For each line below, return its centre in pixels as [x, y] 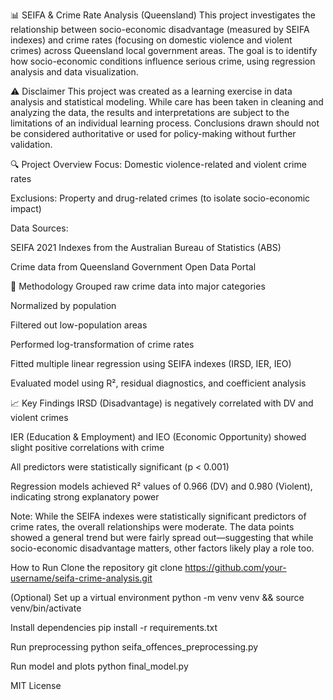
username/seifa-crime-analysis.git [81, 578]
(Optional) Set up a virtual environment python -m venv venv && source [157, 597]
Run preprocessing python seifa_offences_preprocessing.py [134, 647]
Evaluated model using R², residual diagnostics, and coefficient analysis [158, 383]
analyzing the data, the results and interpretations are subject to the [150, 112]
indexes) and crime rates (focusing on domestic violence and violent [151, 40]
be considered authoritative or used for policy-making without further [153, 133]
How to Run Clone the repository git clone [96, 567]
